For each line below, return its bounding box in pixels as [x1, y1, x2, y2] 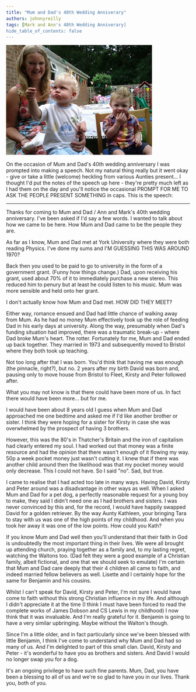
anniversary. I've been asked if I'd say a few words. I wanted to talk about [6, 215, 183, 222]
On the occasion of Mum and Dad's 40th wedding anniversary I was [6, 161, 170, 168]
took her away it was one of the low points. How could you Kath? [6, 522, 162, 529]
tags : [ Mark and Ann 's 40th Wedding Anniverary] [6, 22, 127, 28]
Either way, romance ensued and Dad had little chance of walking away [6, 310, 178, 317]
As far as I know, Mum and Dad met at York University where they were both [6, 239, 190, 246]
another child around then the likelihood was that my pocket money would [6, 461, 184, 468]
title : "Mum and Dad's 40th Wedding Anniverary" [6, 9, 127, 15]
